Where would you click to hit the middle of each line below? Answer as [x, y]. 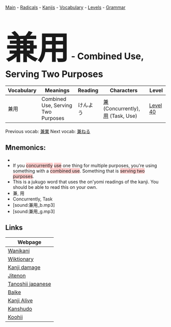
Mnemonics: [26, 148]
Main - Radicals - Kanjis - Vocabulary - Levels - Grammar [65, 7]
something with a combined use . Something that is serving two [79, 171]
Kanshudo [20, 309]
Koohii [15, 317]
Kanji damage [24, 267]
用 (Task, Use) [120, 116]
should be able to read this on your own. [55, 187]
